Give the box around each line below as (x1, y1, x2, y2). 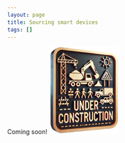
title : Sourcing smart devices (7, 18, 98, 26)
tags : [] (7, 26, 33, 33)
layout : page (7, 11, 45, 18)
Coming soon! (7, 128, 47, 136)
